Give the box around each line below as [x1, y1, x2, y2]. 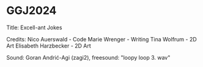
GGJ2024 [6, 4, 57, 18]
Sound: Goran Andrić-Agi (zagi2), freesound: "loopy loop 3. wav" [6, 54, 171, 61]
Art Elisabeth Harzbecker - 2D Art [6, 42, 92, 49]
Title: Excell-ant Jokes [6, 24, 62, 31]
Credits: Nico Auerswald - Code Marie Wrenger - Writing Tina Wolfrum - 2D [6, 35, 197, 43]
